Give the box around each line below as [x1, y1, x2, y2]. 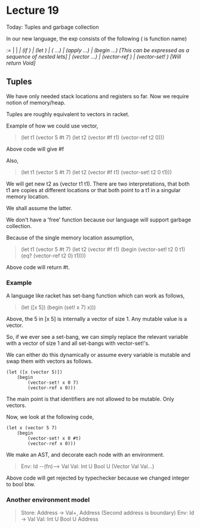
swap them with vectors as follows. [6, 357, 93, 365]
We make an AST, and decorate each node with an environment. [6, 451, 165, 459]
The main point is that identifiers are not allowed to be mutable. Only [6, 396, 174, 403]
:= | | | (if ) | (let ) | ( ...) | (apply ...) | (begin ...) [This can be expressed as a [6, 46, 190, 54]
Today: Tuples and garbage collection [6, 23, 99, 31]
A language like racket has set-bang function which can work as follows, [6, 292, 185, 299]
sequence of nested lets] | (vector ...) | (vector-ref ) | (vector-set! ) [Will [6, 53, 181, 60]
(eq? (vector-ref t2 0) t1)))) [20, 252, 87, 259]
